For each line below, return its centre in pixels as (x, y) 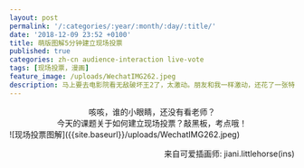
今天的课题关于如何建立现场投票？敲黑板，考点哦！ (152, 123)
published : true (40, 51)
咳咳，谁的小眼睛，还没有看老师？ (152, 112)
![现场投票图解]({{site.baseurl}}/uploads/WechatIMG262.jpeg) (125, 134)
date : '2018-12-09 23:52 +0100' (70, 34)
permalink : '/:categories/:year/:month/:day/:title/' (113, 26)
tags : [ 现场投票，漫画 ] (49, 69)
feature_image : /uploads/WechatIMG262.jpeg (93, 77)
